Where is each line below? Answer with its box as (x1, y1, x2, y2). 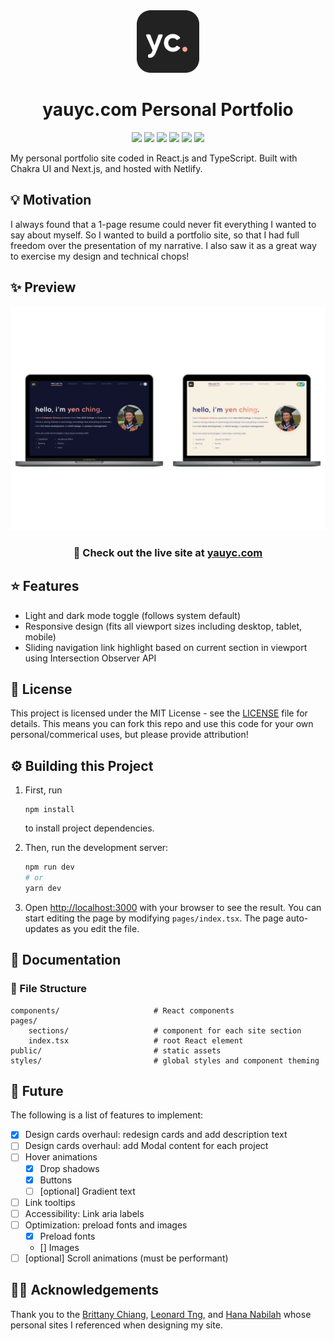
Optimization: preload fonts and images (24, 1219, 188, 1231)
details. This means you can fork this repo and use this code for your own (10, 718, 314, 730)
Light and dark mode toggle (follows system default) (24, 609, 242, 621)
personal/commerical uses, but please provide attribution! (10, 729, 249, 741)
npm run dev (24, 862, 75, 873)
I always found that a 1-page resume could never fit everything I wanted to (10, 218, 317, 230)
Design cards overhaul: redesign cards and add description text (24, 1129, 288, 1141)
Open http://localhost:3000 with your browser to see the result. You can (24, 901, 322, 913)
